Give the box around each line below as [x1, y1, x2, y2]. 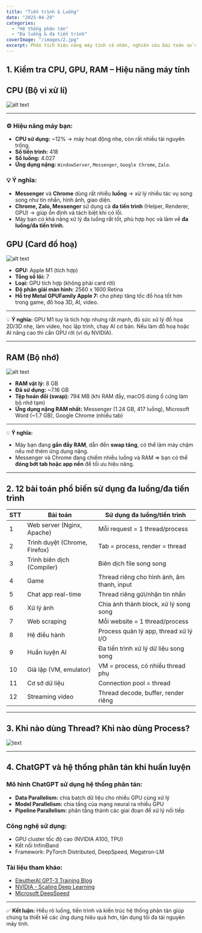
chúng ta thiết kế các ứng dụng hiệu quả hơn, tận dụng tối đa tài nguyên [6, 914, 185, 921]
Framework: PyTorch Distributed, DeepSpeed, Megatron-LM [14, 848, 164, 855]
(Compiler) [26, 563, 58, 572]
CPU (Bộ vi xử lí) [6, 85, 68, 95]
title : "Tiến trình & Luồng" [6, 8, 79, 15]
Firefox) [26, 546, 49, 554]
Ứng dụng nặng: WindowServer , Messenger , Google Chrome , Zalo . [14, 161, 171, 169]
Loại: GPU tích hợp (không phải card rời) [14, 279, 115, 287]
